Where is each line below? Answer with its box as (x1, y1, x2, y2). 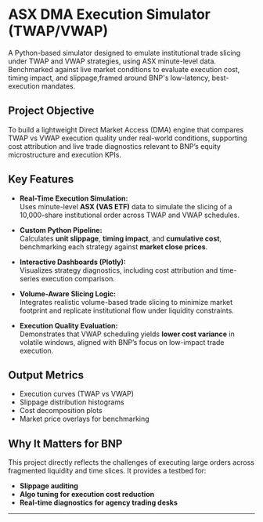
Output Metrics (8, 368, 85, 382)
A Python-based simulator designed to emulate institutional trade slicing (8, 48, 241, 57)
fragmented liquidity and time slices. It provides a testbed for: (8, 466, 207, 476)
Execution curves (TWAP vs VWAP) (19, 390, 135, 399)
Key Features (8, 172, 74, 186)
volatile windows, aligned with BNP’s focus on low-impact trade (19, 337, 225, 346)
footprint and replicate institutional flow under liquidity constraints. (19, 306, 235, 315)
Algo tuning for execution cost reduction (19, 490, 155, 499)
